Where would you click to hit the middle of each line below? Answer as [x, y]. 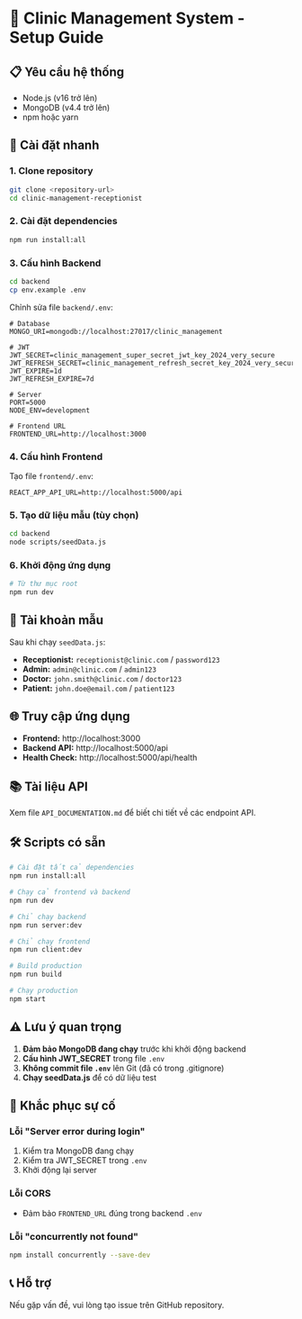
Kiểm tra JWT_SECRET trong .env [84, 1161]
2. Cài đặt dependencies [64, 221]
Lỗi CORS [30, 1194]
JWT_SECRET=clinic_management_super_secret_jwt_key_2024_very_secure [142, 355]
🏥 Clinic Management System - [127, 18]
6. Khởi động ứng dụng [60, 565]
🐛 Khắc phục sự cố [62, 1106]
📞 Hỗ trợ [31, 1283]
